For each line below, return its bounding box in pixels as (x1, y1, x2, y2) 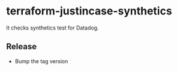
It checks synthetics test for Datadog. (6, 24, 99, 31)
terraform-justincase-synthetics (6, 4, 173, 18)
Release (6, 42, 37, 52)
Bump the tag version (14, 57, 68, 64)
